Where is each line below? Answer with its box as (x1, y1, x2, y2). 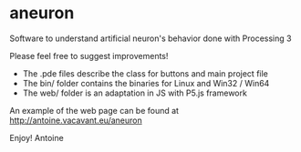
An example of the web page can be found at (9, 105, 180, 116)
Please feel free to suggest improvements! (9, 50, 169, 61)
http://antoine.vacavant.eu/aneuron (9, 115, 143, 126)
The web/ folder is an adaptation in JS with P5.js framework (22, 87, 248, 98)
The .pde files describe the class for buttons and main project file (22, 67, 269, 79)
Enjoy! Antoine (9, 132, 64, 143)
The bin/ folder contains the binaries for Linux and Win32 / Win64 (22, 77, 270, 88)
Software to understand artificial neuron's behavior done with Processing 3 (9, 33, 292, 44)
